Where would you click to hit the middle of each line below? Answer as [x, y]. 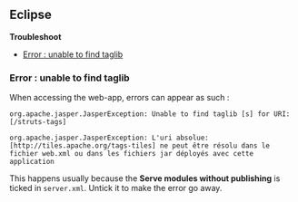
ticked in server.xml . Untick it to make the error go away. [116, 188]
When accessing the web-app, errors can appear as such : [119, 98]
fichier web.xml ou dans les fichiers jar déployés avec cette [132, 154]
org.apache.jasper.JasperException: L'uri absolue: [109, 138]
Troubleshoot [35, 36]
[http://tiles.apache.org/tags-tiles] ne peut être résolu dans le [140, 146]
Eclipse [31, 15]
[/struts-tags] [38, 122]
